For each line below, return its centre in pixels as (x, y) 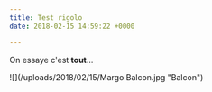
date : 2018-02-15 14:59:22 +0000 (72, 26)
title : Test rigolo (46, 18)
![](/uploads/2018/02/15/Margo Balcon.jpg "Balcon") (106, 77)
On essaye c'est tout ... (51, 60)
